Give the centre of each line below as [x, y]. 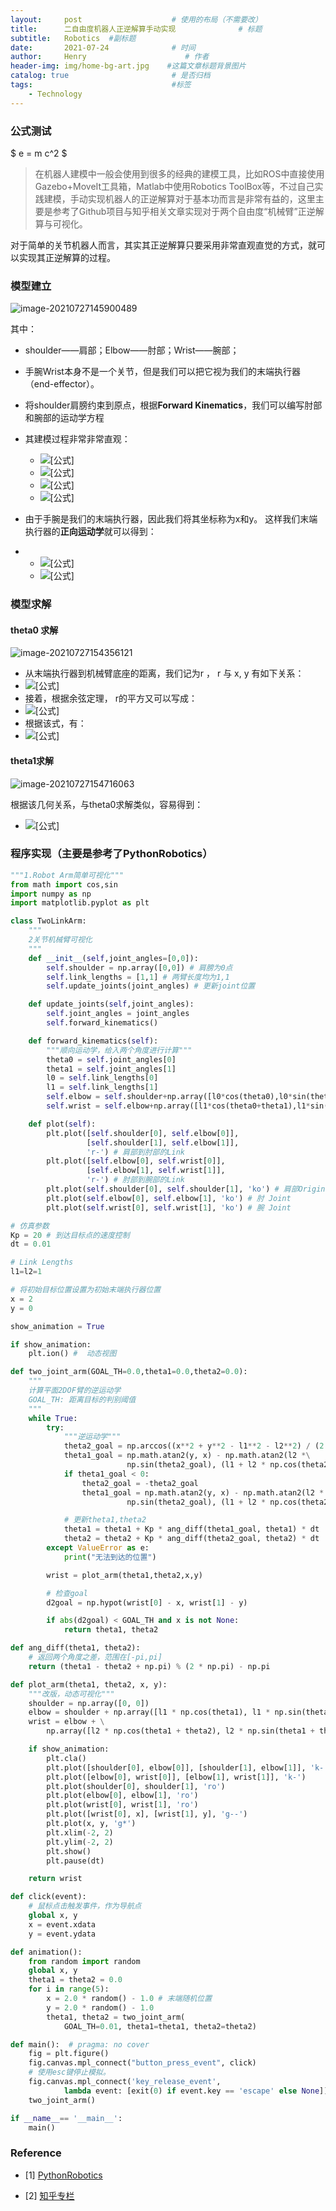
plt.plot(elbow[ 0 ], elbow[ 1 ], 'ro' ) [122, 1796]
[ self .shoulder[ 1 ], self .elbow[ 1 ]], [163, 1142]
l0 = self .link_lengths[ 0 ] [102, 1078]
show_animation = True [57, 1326]
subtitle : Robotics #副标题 [73, 38]
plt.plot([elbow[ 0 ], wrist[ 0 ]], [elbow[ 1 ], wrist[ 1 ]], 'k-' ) [176, 1777]
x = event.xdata [62, 1924]
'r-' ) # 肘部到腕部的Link [135, 1180]
